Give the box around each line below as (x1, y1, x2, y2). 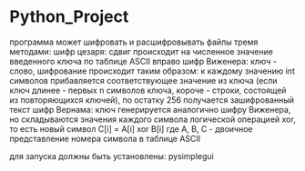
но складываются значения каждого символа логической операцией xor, (9, 114, 296, 125)
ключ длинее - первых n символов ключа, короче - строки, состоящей (9, 85, 287, 96)
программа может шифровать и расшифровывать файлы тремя (9, 36, 259, 47)
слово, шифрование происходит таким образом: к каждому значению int (9, 65, 296, 76)
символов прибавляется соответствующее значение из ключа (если (9, 75, 278, 85)
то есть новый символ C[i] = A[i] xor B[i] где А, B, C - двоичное (9, 123, 253, 134)
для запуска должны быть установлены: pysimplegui (9, 150, 214, 161)
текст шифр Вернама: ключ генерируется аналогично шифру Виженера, (9, 104, 291, 115)
